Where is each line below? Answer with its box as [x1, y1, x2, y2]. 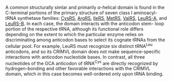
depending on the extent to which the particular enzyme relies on [5, 32, 144, 37]
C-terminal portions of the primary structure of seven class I [5, 10, 132, 16]
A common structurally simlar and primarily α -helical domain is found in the [5, 5, 165, 10]
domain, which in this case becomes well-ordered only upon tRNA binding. [5, 71, 164, 77]
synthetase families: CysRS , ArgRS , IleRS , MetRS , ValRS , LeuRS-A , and [17, 15, 167, 21]
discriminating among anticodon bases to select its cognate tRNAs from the [5, 37, 165, 43]
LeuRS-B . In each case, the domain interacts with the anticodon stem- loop [5, 20, 164, 26]
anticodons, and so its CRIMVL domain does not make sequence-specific [5, 48, 161, 54]
